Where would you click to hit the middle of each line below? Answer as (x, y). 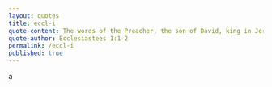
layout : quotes (34, 16)
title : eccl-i (32, 23)
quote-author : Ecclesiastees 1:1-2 (68, 38)
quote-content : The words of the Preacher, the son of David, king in (130, 31)
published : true (36, 53)
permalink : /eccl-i (41, 46)
